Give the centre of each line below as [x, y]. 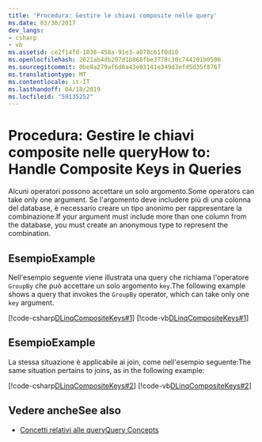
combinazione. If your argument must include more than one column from [127, 217]
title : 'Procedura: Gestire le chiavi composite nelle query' [113, 15]
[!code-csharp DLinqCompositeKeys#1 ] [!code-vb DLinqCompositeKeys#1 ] [129, 318]
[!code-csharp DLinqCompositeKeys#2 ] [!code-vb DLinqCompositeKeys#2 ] [130, 386]
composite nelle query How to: [110, 152]
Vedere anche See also [65, 411]
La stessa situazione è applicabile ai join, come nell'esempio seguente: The [130, 362]
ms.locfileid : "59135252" [51, 97]
